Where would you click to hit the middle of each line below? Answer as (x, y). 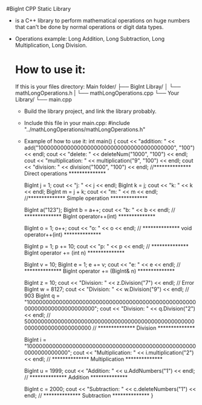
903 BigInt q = (42, 295)
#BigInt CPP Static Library (39, 9)
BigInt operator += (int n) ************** (74, 253)
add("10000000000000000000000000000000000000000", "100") (109, 148)
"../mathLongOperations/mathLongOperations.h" (85, 129)
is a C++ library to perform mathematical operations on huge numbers (103, 20)
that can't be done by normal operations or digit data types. (89, 27)
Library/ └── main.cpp (44, 99)
